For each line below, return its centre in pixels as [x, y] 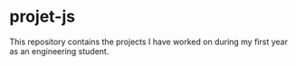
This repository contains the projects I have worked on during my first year [148, 42]
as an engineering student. [59, 51]
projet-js [42, 17]
